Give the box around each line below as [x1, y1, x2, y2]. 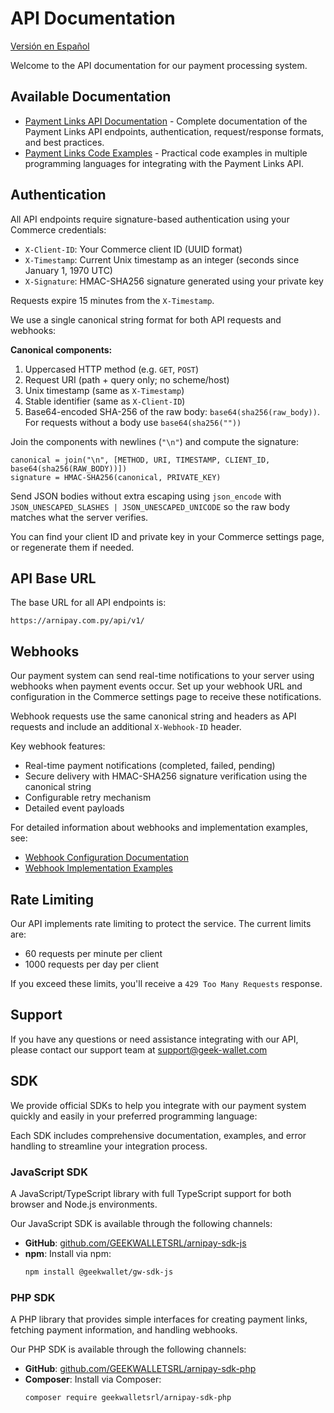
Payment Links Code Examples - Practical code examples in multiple [24, 147, 308, 159]
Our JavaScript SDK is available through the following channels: [10, 1217, 273, 1229]
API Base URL [10, 570, 97, 587]
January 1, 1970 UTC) [24, 264, 113, 276]
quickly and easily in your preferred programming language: [10, 1110, 258, 1122]
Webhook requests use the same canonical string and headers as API [10, 710, 297, 722]
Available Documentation [10, 88, 172, 106]
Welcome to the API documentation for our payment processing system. [10, 59, 308, 71]
